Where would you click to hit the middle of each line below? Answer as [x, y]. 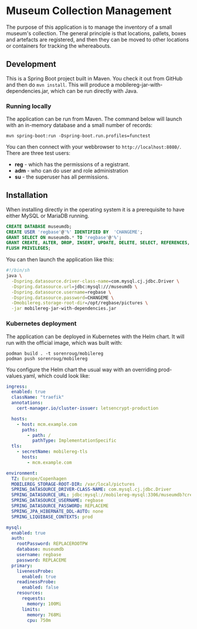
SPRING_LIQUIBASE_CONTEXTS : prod [52, 517]
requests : [33, 598]
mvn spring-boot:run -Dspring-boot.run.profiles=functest [78, 136]
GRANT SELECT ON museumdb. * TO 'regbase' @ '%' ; [64, 237]
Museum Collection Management [89, 11]
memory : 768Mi [44, 615]
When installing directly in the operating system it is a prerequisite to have [95, 209]
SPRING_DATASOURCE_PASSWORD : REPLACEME [60, 506]
